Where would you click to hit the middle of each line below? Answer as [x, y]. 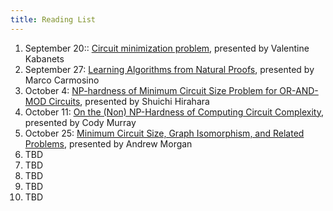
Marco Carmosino [62, 80]
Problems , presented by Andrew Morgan [108, 143]
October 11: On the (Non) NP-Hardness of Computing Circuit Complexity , [174, 112]
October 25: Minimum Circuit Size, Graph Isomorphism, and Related [164, 133]
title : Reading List [53, 19]
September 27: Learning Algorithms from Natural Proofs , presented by [169, 69]
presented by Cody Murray [80, 122]
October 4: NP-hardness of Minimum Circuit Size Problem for [151, 90]
